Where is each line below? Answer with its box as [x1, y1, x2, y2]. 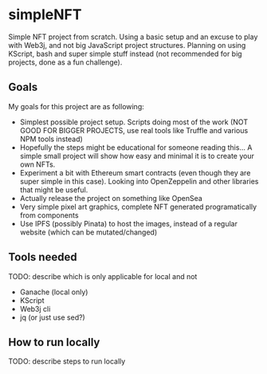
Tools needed [8, 250, 77, 264]
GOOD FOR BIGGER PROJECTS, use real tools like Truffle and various [19, 125, 249, 135]
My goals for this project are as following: [8, 101, 145, 111]
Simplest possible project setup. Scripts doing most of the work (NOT [19, 117, 249, 127]
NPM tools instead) [19, 134, 84, 144]
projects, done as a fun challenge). [8, 57, 123, 67]
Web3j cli [19, 304, 51, 313]
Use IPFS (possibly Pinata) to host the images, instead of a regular [19, 218, 238, 228]
